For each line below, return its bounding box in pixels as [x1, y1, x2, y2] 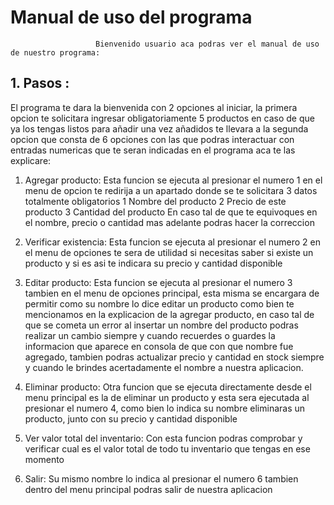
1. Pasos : [10, 75, 70, 92]
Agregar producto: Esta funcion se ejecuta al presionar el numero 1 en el [24, 174, 323, 186]
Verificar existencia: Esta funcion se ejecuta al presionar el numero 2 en [24, 236, 321, 248]
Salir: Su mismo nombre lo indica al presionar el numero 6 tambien [24, 472, 299, 485]
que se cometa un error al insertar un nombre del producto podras [24, 319, 299, 331]
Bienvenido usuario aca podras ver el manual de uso [95, 39, 320, 49]
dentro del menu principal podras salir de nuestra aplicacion [24, 483, 273, 495]
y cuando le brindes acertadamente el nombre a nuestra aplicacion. [24, 361, 304, 373]
